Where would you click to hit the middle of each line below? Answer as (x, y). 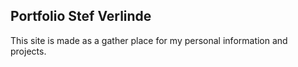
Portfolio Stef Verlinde (81, 16)
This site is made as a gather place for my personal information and (149, 40)
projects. (28, 51)
